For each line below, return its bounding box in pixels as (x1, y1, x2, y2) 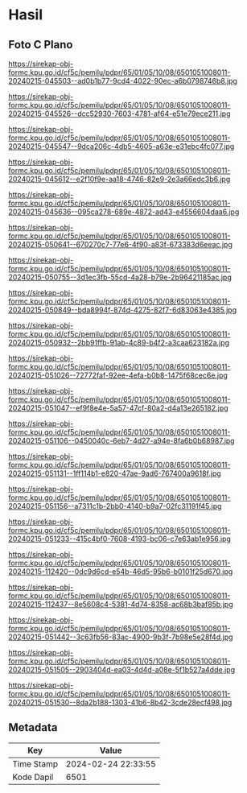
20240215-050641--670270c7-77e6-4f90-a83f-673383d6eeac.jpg (8, 240, 233, 249)
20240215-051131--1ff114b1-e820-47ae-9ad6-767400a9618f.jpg (8, 469, 221, 478)
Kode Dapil (12, 771, 54, 783)
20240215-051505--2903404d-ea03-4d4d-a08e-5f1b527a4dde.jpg (8, 665, 236, 674)
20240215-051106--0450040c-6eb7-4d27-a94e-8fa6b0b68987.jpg (8, 436, 235, 445)
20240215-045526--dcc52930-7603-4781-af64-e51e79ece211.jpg (8, 109, 231, 118)
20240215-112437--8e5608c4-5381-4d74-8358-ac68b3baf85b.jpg (8, 600, 233, 609)
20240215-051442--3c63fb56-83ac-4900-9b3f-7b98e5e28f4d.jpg (8, 632, 233, 642)
